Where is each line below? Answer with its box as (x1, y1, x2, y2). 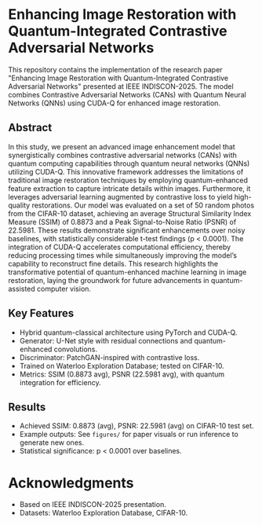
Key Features (8, 307, 75, 320)
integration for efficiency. (19, 377, 101, 387)
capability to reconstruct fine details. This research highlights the (8, 259, 218, 268)
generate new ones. (19, 438, 85, 447)
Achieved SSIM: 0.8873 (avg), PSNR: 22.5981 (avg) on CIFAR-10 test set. (19, 421, 254, 431)
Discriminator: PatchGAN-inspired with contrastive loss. (19, 352, 200, 362)
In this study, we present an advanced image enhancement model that (8, 141, 235, 151)
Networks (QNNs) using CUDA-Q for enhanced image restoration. (8, 98, 221, 108)
